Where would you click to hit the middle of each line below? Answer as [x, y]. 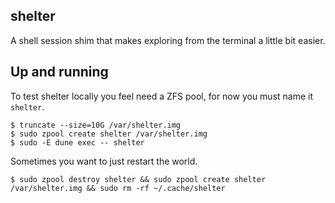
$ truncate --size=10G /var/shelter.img [96, 125]
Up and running [59, 72]
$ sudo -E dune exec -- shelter [77, 142]
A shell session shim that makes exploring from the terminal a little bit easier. [168, 40]
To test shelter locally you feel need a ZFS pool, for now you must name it [162, 96]
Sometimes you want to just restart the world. [104, 161]
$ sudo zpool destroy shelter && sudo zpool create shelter [138, 179]
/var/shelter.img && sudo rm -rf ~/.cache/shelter [118, 188]
